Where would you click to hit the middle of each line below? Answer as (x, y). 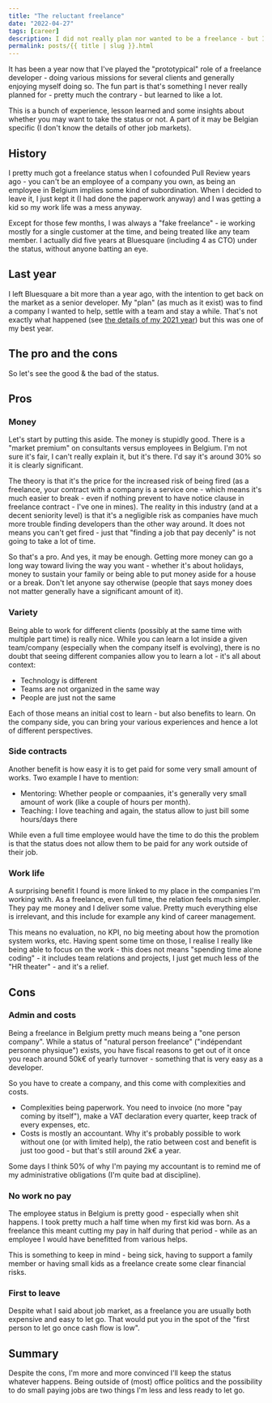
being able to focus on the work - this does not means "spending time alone (135, 950)
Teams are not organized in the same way (90, 689)
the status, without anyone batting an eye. (78, 249)
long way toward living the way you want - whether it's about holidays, (126, 566)
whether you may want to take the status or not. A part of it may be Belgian (134, 119)
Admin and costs (42, 1016)
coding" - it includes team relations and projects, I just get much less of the (134, 958)
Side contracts (38, 751)
